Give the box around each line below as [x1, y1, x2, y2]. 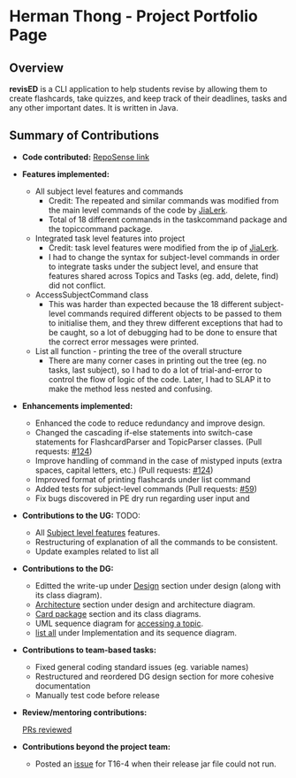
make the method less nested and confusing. [48, 383, 213, 394]
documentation [34, 680, 91, 691]
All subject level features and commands [34, 186, 184, 196]
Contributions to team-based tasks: [21, 644, 157, 655]
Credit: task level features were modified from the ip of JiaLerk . [48, 242, 279, 253]
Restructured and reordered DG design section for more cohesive [34, 671, 274, 682]
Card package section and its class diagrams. [34, 608, 201, 619]
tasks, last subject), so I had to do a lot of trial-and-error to [48, 365, 262, 375]
